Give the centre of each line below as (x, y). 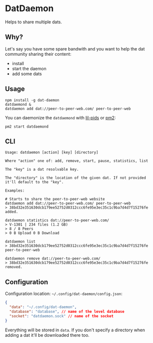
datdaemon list (20, 242)
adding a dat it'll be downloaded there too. (47, 335)
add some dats (27, 74)
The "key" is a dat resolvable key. (42, 170)
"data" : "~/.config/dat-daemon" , (43, 307)
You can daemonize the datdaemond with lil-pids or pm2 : (61, 117)
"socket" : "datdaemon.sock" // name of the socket (61, 316)
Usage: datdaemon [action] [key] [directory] (52, 153)
